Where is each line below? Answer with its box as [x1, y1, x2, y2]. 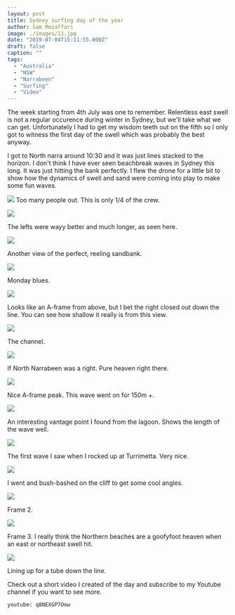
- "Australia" [13, 63, 55, 70]
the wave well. [7, 425, 49, 434]
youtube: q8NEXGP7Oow [7, 602, 71, 609]
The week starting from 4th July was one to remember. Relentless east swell [7, 108, 229, 117]
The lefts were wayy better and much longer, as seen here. [7, 223, 177, 231]
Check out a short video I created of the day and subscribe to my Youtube [7, 581, 222, 589]
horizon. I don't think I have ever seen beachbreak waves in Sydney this [7, 159, 215, 167]
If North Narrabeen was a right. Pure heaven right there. [7, 364, 169, 373]
